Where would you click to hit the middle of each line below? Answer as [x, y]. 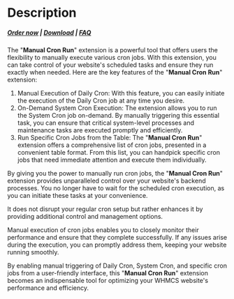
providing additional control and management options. [85, 217]
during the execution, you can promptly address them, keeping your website [117, 245]
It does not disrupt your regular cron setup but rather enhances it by [105, 209]
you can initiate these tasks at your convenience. [78, 196]
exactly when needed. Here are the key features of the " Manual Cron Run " [115, 72]
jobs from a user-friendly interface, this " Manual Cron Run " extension [108, 273]
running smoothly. [33, 252]
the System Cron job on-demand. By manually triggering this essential [118, 116]
